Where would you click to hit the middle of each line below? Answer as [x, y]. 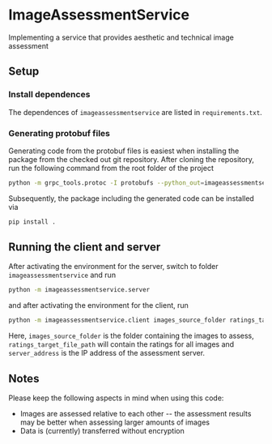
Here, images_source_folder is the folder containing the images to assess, [132, 336]
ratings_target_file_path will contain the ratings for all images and [121, 344]
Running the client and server [85, 248]
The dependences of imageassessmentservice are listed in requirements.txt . [136, 112]
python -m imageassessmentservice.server [79, 290]
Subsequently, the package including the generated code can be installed [132, 198]
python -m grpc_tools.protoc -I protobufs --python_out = [106, 183]
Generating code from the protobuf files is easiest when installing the [124, 151]
